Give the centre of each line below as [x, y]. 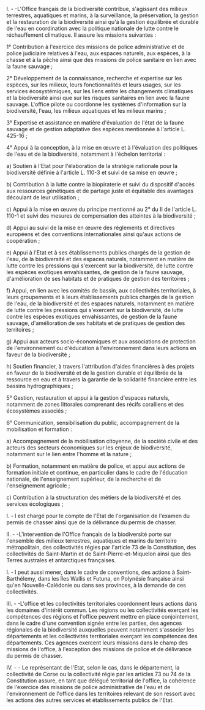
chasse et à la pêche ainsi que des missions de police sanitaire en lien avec [102, 60]
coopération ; [23, 241]
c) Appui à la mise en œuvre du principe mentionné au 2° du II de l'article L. [102, 209]
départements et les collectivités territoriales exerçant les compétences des [102, 636]
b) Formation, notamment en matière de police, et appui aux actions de [96, 466]
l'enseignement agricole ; [38, 486]
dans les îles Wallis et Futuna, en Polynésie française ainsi [111, 578]
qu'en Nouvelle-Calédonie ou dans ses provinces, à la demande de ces [96, 585]
